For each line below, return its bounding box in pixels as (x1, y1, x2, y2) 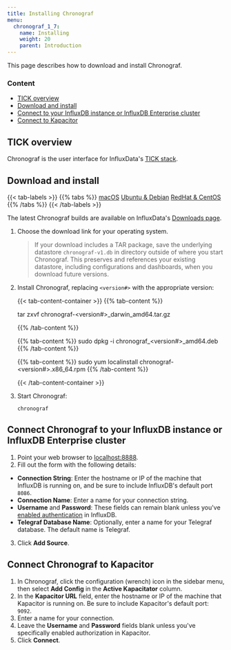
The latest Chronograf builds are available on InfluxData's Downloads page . (7, 214, 222, 222)
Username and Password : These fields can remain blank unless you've (17, 503, 221, 512)
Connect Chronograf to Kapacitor (7, 559, 154, 570)
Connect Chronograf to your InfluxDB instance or (7, 424, 223, 436)
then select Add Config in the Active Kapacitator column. (17, 584, 183, 593)
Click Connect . (17, 635, 61, 644)
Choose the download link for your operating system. (17, 227, 169, 235)
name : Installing (19, 29, 70, 37)
